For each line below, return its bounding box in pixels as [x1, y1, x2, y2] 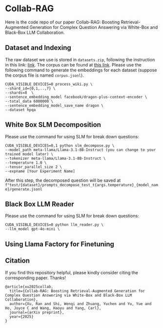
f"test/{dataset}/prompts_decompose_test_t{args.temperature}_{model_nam [5, 182, 159, 187]
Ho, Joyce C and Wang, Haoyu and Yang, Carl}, [5, 306, 102, 310]
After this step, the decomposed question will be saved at [5, 177, 121, 183]
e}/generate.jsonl [5, 187, 42, 192]
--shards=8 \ [5, 90, 34, 95]
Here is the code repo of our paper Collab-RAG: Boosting [5, 19, 120, 25]
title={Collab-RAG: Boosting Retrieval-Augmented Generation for [9, 288, 145, 293]
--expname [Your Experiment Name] [5, 169, 76, 174]
